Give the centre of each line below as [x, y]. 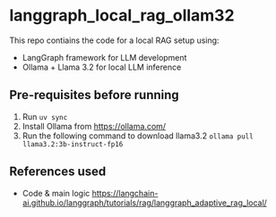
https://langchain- [125, 193]
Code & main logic [56, 193]
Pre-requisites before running [94, 95]
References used [58, 172]
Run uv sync [45, 116]
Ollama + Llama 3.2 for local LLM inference [102, 67]
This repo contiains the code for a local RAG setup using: [114, 40]
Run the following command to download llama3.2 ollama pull [138, 136]
